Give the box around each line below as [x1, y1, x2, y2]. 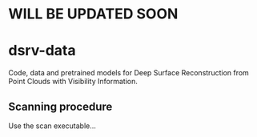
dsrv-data [8, 42, 76, 60]
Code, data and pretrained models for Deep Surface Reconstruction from [8, 68, 250, 78]
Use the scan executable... [8, 121, 96, 131]
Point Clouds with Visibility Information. [8, 77, 138, 87]
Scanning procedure [8, 99, 113, 113]
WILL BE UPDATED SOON [8, 5, 179, 23]
